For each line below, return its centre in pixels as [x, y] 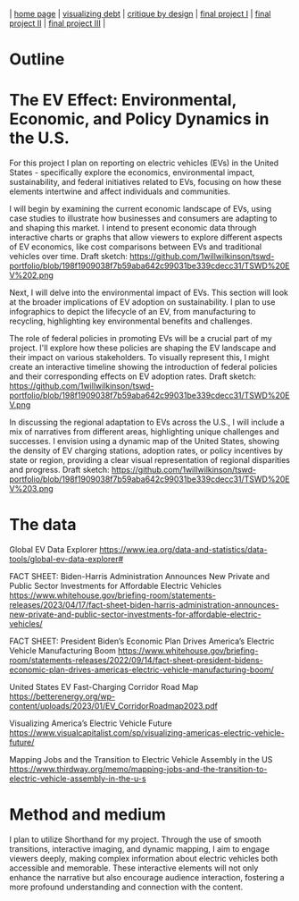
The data [43, 525]
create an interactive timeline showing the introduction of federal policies [144, 367]
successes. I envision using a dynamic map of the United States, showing [144, 442]
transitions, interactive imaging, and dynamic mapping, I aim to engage [140, 849]
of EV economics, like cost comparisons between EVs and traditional [135, 247]
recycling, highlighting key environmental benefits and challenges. [131, 321]
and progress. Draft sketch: [59, 470]
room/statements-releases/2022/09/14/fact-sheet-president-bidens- [136, 661]
